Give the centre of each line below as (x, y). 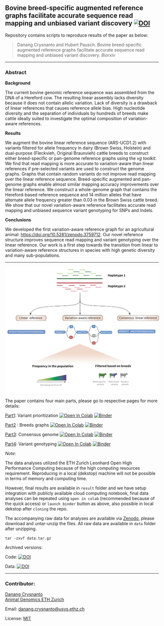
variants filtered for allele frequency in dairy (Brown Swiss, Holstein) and (78, 148)
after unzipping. (21, 529)
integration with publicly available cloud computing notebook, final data (77, 493)
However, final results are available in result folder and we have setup (76, 488)
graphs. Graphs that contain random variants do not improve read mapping (81, 174)
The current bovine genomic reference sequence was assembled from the (80, 93)
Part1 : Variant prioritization (32, 415)
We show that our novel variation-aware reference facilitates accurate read (81, 205)
